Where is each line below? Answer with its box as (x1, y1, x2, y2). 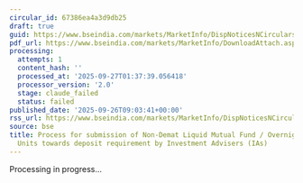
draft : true (9, 22, 54, 31)
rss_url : (9, 114, 42, 123)
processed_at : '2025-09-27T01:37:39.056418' (17, 72, 188, 81)
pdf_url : (9, 38, 42, 48)
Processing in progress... (9, 163, 102, 174)
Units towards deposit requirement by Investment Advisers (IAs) (17, 139, 269, 148)
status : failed (17, 96, 75, 106)
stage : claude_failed (17, 88, 99, 97)
